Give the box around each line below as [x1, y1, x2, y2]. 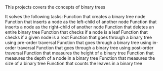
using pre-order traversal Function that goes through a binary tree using [5, 40, 152, 46]
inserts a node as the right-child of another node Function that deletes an [5, 24, 154, 30]
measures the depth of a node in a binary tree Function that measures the [5, 55, 155, 61]
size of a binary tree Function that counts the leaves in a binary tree [5, 61, 142, 66]
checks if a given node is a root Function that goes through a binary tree [5, 34, 152, 40]
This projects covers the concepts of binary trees [5, 4, 106, 10]
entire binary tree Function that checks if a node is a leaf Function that [5, 29, 148, 35]
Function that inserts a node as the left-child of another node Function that [5, 19, 157, 24]
